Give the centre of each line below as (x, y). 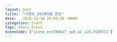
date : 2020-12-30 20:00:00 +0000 (41, 18)
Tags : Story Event (24, 28)
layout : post (18, 9)
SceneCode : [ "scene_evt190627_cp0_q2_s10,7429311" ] (59, 32)
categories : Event (24, 23)
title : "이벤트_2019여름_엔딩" (35, 14)
